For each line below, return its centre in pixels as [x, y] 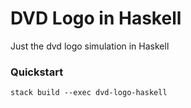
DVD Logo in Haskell [96, 18]
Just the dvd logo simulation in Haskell [90, 46]
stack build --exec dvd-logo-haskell [89, 93]
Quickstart [37, 72]
